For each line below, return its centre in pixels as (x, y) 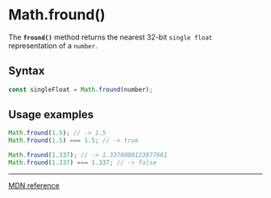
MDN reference (34, 185)
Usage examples (51, 115)
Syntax (27, 71)
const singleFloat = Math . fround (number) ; (81, 89)
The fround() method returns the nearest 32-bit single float (110, 37)
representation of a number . (53, 45)
